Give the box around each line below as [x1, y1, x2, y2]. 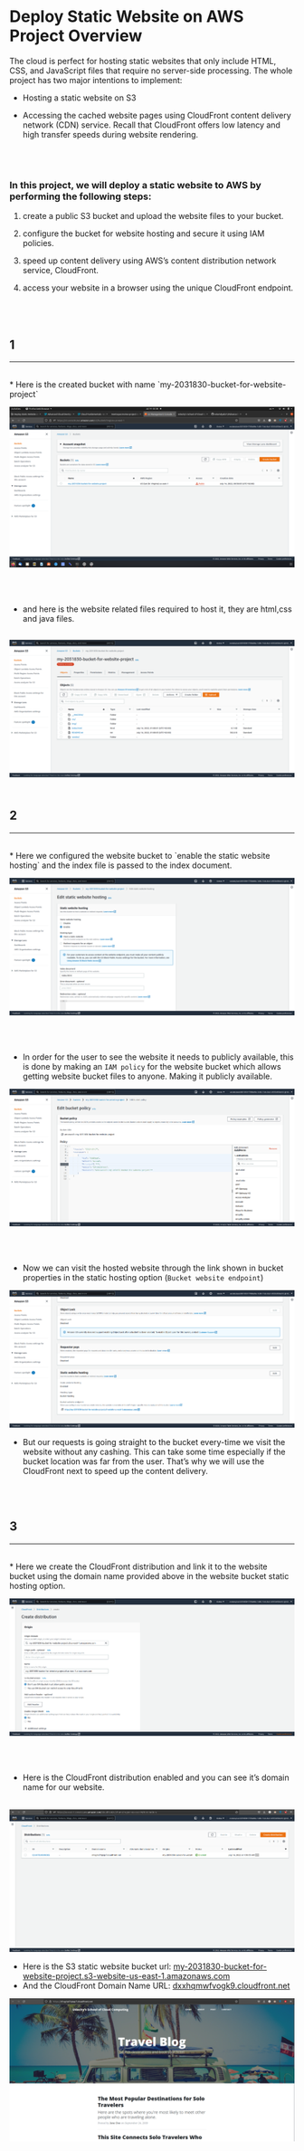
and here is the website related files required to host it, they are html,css [22, 604, 292, 614]
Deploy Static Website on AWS [9, 6, 244, 27]
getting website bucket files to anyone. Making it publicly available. [22, 1071, 273, 1081]
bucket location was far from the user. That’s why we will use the [22, 1455, 265, 1467]
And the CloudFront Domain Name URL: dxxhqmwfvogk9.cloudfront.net [22, 1980, 290, 1991]
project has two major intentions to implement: [9, 74, 183, 85]
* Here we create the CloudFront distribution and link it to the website [9, 1561, 269, 1572]
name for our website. [22, 1781, 105, 1793]
